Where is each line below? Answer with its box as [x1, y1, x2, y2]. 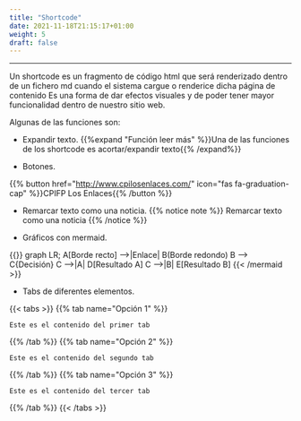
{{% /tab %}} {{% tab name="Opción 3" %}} [9, 369, 174, 381]
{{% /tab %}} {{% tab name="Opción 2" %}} [9, 337, 174, 348]
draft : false [9, 38, 58, 47]
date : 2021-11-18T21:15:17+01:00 [9, 21, 134, 30]
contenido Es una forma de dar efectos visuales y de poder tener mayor [9, 90, 275, 101]
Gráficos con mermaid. [21, 232, 107, 243]
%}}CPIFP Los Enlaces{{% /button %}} [28, 188, 173, 199]
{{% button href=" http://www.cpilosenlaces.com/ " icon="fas [9, 178, 233, 189]
